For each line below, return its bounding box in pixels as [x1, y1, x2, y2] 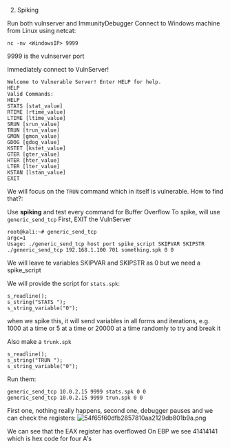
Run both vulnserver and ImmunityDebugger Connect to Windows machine [7, 19, 220, 27]
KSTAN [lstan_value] [7, 169, 67, 176]
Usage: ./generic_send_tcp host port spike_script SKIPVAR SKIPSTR [7, 241, 205, 247]
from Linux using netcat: [7, 27, 76, 34]
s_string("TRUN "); [7, 357, 63, 364]
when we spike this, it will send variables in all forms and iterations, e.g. [7, 317, 210, 325]
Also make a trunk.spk [7, 338, 72, 345]
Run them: [7, 375, 36, 383]
